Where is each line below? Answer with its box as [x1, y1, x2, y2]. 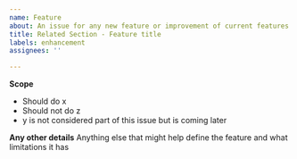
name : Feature [9, 13, 62, 22]
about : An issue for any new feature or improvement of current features [9, 21, 290, 30]
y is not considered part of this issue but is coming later [21, 115, 227, 126]
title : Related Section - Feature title [9, 29, 162, 38]
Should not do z [21, 105, 81, 116]
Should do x [21, 96, 67, 107]
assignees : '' [9, 46, 62, 55]
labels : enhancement [9, 38, 87, 47]
